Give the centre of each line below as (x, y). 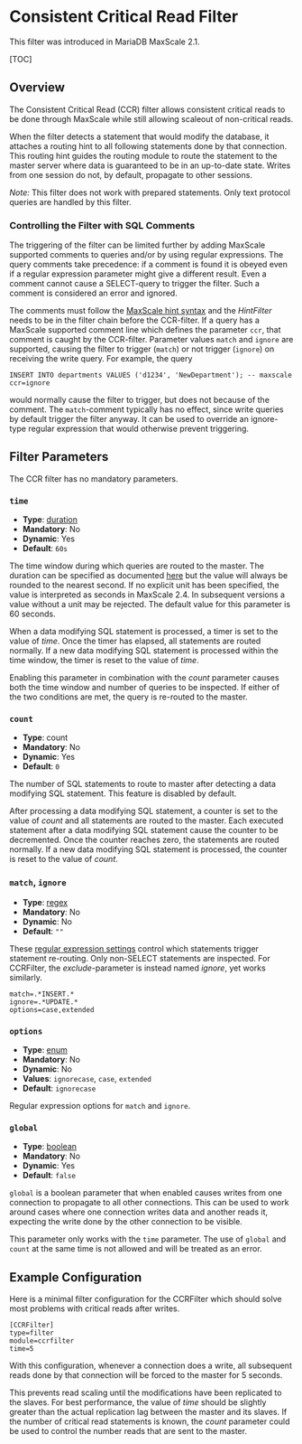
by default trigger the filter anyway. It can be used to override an (129, 419)
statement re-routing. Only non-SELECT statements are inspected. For (140, 958)
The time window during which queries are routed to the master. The (137, 566)
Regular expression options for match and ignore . (100, 1106)
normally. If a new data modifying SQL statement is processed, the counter (148, 849)
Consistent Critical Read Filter (124, 17)
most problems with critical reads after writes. (95, 1308)
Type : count (45, 737)
